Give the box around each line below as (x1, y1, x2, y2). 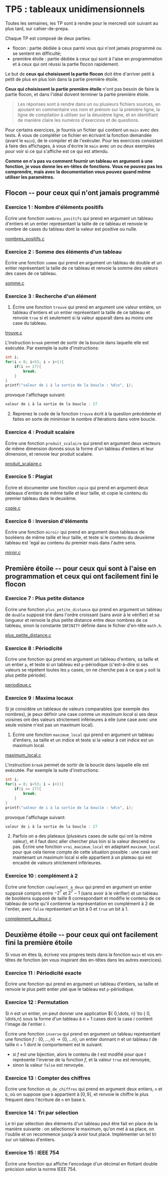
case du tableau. (12, 320, 48, 326)
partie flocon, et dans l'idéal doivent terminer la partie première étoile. (5, 91, 149, 97)
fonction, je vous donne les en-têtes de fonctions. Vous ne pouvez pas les (5, 163, 163, 169)
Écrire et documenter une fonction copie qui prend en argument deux (5, 484, 148, 490)
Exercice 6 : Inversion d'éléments (5, 518, 88, 525)
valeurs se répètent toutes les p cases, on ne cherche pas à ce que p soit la (5, 667, 160, 673)
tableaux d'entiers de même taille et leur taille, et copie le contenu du (5, 490, 148, 496)
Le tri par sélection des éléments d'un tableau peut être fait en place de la (5, 1121, 158, 1127)
